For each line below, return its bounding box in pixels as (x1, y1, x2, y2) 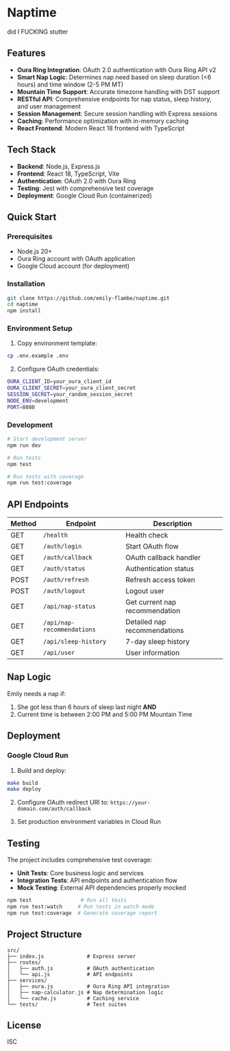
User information (125, 648, 180, 658)
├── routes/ (7, 959, 41, 966)
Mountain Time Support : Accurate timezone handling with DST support (16, 87, 220, 95)
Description (153, 519, 192, 529)
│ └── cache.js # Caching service (7, 995, 139, 1002)
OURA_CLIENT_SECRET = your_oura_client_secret (7, 384, 136, 392)
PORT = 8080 (7, 404, 36, 411)
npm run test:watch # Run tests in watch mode (7, 903, 155, 910)
